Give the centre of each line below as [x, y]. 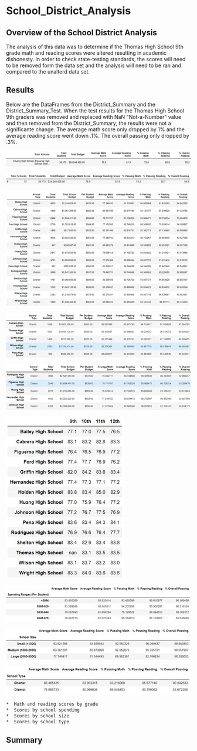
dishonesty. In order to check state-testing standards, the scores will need [96, 59]
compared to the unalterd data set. [48, 72]
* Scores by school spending [43, 710]
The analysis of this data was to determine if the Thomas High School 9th [95, 46]
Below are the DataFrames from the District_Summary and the [81, 104]
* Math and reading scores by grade [52, 705]
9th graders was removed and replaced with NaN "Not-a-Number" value [94, 117]
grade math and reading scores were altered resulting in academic [86, 53]
